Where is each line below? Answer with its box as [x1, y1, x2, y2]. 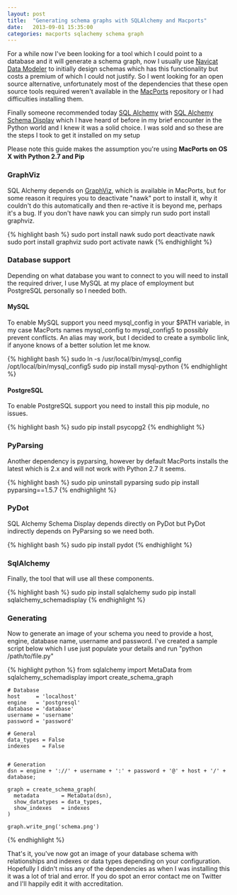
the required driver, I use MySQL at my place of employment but [7, 278, 195, 287]
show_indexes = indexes [13, 805, 91, 812]
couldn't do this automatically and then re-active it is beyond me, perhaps [7, 201, 223, 210]
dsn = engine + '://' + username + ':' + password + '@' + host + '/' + [7, 767, 226, 775]
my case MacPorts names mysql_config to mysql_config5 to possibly [7, 326, 209, 334]
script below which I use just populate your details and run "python [7, 644, 203, 653]
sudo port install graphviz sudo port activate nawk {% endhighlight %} [7, 237, 212, 246]
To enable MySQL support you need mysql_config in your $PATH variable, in [7, 318, 230, 327]
